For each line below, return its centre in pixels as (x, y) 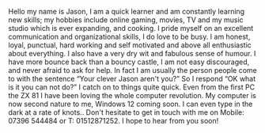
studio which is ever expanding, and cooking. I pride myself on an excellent (131, 28)
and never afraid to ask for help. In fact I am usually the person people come (132, 70)
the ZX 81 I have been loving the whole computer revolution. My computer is (132, 95)
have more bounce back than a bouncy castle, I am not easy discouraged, (129, 62)
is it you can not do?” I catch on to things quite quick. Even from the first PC (132, 87)
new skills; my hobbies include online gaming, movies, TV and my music (126, 20)
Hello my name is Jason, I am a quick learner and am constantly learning (127, 11)
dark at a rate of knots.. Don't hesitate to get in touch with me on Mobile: (127, 112)
